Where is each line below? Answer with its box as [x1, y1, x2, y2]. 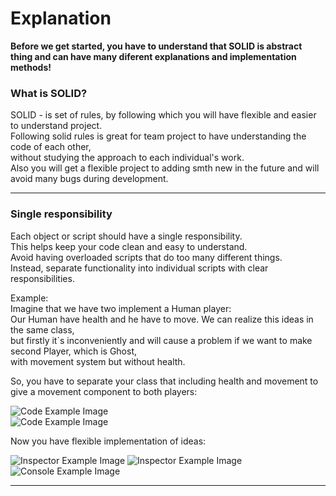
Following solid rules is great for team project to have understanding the [10, 130, 307, 142]
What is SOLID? [10, 86, 88, 100]
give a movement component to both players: [10, 385, 198, 397]
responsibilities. [10, 272, 75, 284]
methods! [10, 61, 52, 73]
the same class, [10, 323, 75, 336]
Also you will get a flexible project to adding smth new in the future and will [10, 162, 320, 174]
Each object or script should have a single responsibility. [10, 230, 243, 242]
